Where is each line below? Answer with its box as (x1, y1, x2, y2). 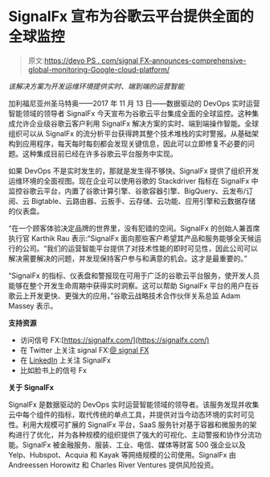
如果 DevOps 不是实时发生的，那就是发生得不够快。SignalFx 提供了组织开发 (8, 166, 260, 176)
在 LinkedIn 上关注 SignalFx (19, 355, 111, 365)
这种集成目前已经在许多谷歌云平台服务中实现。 (22, 148, 178, 158)
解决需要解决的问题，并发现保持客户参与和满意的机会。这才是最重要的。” (8, 253, 247, 263)
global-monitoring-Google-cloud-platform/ (27, 64, 170, 74)
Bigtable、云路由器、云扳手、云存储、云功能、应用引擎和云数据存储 (31, 196, 256, 205)
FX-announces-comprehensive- (140, 56, 247, 65)
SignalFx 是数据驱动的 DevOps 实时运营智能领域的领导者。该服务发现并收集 (8, 400, 260, 409)
